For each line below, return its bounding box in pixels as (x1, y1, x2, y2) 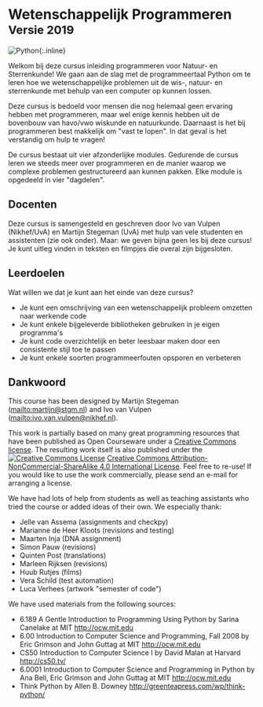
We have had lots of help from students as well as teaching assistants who (8, 494, 250, 503)
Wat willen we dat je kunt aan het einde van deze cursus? (8, 287, 194, 296)
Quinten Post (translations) (19, 551, 107, 560)
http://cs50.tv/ (19, 657, 67, 666)
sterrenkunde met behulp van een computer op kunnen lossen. (8, 86, 212, 95)
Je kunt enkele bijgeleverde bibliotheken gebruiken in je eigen (19, 319, 221, 329)
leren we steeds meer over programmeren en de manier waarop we (8, 158, 226, 168)
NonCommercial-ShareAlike (8, 462, 98, 471)
